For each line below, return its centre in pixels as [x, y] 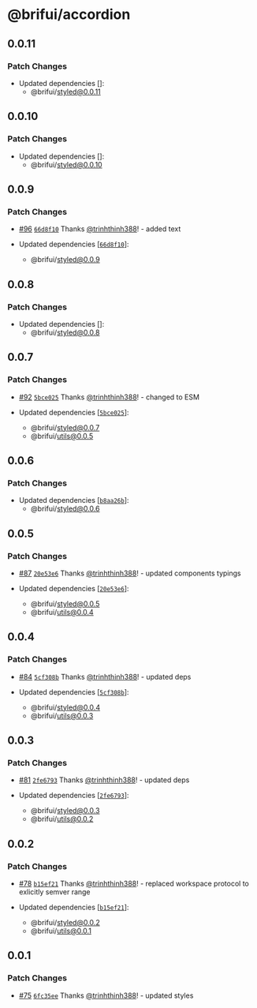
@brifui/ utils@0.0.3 [62, 715]
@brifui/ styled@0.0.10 [67, 164]
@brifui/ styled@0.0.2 [65, 923]
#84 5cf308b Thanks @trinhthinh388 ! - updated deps [105, 676]
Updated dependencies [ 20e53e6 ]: [74, 588]
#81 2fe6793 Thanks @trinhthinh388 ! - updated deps [104, 780]
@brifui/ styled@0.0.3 [65, 811]
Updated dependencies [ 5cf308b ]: [74, 691]
